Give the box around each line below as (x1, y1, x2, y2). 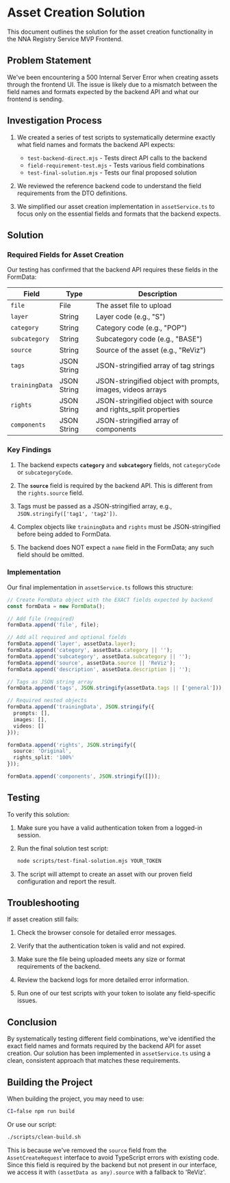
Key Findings (7, 445, 51, 455)
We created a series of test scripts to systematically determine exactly (16, 133, 216, 142)
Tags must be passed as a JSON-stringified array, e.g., (16, 502, 172, 510)
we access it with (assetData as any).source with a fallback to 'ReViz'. (7, 1168, 207, 1176)
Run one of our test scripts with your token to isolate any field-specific (16, 989, 216, 998)
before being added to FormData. (16, 530, 112, 538)
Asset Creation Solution (7, 5, 146, 21)
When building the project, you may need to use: (7, 1094, 144, 1103)
